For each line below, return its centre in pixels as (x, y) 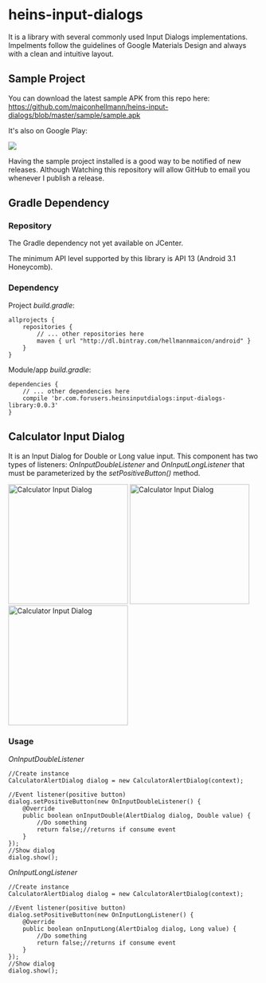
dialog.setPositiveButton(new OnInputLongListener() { (101, 915)
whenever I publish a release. (57, 178)
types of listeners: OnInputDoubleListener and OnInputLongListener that (127, 464)
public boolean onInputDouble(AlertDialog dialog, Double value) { (137, 815)
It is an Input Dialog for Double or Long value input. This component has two (133, 456)
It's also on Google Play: (48, 130)
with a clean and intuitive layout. (61, 54)
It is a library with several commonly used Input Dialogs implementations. (128, 37)
